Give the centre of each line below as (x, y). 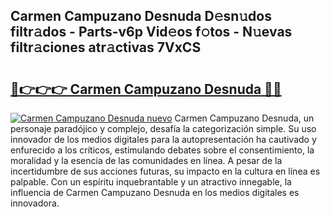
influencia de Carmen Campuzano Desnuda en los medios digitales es (155, 192)
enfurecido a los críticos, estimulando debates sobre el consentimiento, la (162, 150)
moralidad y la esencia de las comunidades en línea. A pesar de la (146, 160)
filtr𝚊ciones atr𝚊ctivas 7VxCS (106, 47)
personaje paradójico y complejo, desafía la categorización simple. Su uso (163, 128)
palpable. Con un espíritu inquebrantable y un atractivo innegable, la (151, 182)
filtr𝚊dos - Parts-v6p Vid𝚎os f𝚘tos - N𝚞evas (151, 32)
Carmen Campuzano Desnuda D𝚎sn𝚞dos (141, 16)
